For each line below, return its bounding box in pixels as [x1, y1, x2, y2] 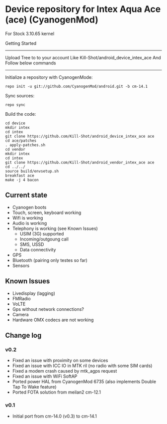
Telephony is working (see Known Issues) [12, 225, 98, 231]
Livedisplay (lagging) [12, 290, 56, 296]
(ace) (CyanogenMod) [5, 14, 98, 25]
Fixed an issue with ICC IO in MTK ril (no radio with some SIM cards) [12, 363, 153, 369]
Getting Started [5, 40, 37, 46]
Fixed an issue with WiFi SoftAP [12, 373, 78, 380]
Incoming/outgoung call [19, 236, 69, 242]
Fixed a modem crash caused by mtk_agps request [12, 368, 117, 374]
